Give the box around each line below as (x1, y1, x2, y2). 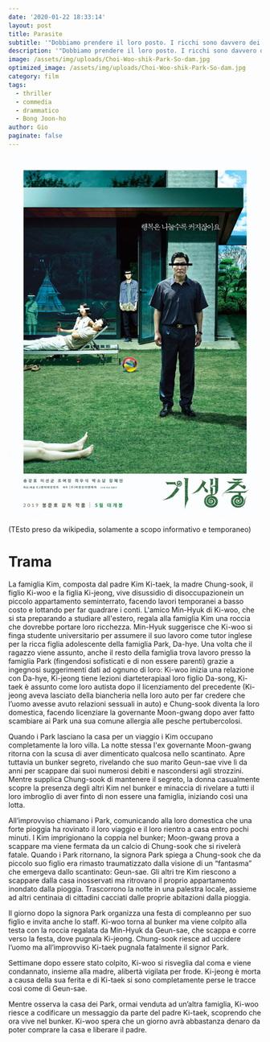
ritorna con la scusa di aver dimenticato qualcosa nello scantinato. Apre (8, 748, 245, 758)
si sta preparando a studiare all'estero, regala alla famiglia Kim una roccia (8, 613, 251, 623)
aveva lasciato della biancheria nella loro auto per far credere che (28, 690, 246, 700)
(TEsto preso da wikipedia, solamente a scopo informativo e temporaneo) (8, 524, 252, 534)
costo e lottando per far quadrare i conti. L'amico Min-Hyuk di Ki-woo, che (8, 604, 255, 615)
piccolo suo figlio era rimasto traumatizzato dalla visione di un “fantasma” (8, 858, 252, 868)
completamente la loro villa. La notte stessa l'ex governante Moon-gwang (8, 740, 252, 750)
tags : (8, 80, 27, 89)
